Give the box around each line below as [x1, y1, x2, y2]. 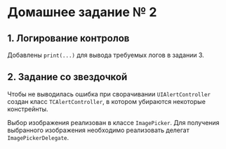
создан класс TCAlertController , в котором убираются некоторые [7, 97, 206, 105]
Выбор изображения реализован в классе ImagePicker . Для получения [7, 118, 220, 127]
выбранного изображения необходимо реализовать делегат [7, 126, 190, 134]
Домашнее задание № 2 [7, 4, 157, 20]
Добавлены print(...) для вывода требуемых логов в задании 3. [7, 51, 205, 59]
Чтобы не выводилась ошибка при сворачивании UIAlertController [7, 89, 211, 98]
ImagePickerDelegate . [7, 133, 69, 141]
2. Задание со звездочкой [7, 71, 128, 83]
